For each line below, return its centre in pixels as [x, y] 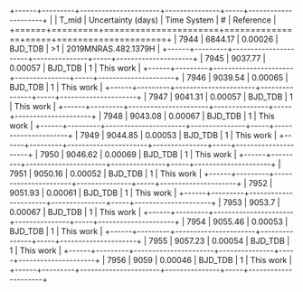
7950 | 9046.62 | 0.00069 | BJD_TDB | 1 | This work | [138, 154]
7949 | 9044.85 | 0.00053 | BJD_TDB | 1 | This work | [179, 135]
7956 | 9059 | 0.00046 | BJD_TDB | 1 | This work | [199, 260]
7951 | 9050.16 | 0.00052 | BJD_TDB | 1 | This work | [105, 174]
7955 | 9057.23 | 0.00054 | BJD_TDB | [219, 241]
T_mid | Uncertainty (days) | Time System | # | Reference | [168, 20]
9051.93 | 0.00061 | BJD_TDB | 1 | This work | [93, 193]
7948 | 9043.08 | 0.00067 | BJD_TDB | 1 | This [189, 116]
